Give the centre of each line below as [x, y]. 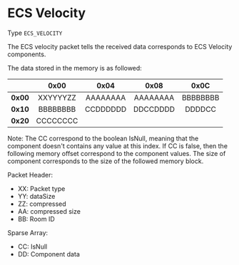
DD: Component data [49, 254]
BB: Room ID [36, 219]
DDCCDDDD [154, 109]
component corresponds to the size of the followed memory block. [106, 161]
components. [27, 54]
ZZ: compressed [42, 204]
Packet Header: [30, 175]
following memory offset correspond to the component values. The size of [117, 153]
